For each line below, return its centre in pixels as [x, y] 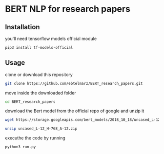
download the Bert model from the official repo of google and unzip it [75, 111]
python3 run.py [20, 147]
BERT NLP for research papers [68, 9]
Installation [22, 27]
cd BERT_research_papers [30, 102]
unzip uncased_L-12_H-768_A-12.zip [41, 129]
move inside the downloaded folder [41, 93]
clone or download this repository [39, 75]
